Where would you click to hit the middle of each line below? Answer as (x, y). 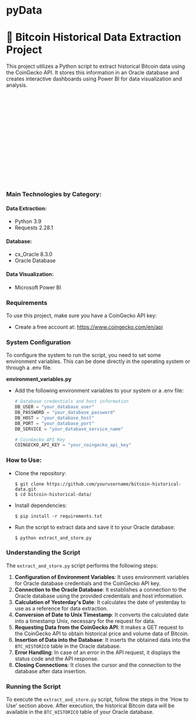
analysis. (17, 85)
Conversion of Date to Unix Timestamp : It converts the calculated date (102, 615)
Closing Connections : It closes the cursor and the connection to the (98, 665)
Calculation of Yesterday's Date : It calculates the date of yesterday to (100, 602)
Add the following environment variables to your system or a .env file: (99, 391)
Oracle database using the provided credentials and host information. (99, 596)
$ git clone (29, 484)
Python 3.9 (28, 222)
